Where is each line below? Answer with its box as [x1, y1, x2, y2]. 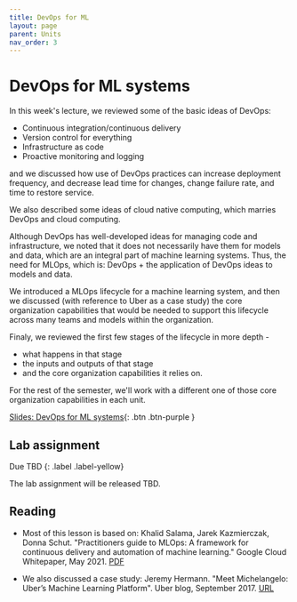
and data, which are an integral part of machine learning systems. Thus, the [9, 250, 286, 261]
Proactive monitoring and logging [21, 151, 145, 162]
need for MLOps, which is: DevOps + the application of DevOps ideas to [9, 260, 273, 270]
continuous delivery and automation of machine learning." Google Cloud [21, 546, 287, 557]
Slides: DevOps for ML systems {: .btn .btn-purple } [9, 412, 196, 422]
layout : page [9, 21, 58, 30]
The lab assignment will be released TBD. [9, 478, 162, 489]
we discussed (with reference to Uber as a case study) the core [9, 295, 243, 307]
